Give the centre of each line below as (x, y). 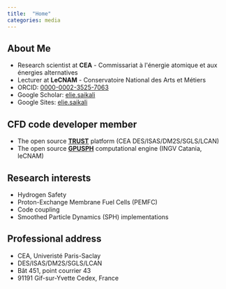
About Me (29, 49)
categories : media (34, 20)
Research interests (49, 178)
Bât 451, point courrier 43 (54, 270)
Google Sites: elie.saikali (52, 103)
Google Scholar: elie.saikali (56, 95)
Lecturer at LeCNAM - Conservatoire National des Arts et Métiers (112, 80)
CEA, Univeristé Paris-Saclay (59, 255)
